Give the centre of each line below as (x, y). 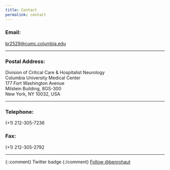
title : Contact (21, 10)
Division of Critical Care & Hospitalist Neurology (55, 73)
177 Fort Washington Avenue (35, 83)
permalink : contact (26, 15)
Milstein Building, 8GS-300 (33, 89)
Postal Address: (25, 61)
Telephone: (19, 112)
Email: (13, 32)
